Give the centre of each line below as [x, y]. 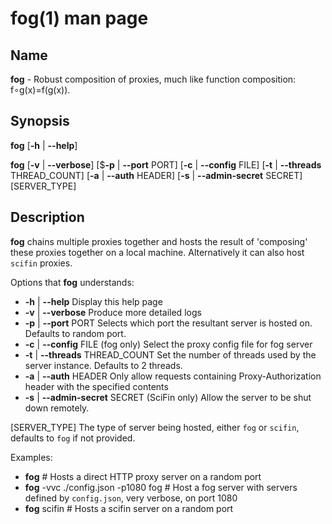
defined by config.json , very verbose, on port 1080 [131, 498]
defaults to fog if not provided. [73, 438]
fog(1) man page [79, 18]
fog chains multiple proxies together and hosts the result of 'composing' [159, 241]
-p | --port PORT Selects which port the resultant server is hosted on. [168, 323]
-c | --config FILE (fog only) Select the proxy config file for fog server [168, 344]
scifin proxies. [41, 263]
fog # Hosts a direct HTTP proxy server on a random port [143, 476]
